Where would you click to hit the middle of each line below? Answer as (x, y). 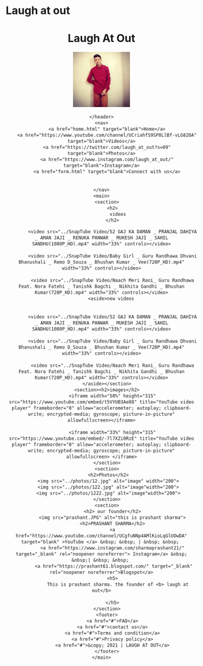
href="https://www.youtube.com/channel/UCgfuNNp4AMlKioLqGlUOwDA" (101, 536)
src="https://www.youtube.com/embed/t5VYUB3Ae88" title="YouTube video (101, 402)
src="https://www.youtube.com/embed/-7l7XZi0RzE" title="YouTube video (101, 439)
